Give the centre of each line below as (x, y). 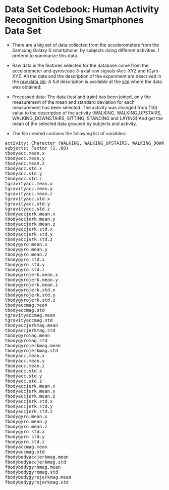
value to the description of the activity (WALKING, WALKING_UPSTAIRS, (87, 113)
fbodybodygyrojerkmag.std (37, 482)
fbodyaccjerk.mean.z (30, 396)
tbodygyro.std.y (25, 264)
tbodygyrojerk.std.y (30, 295)
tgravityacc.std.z (27, 209)
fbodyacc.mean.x (25, 356)
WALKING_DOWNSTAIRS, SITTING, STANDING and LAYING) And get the (88, 118)
